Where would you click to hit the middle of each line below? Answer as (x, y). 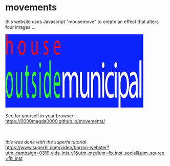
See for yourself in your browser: (40, 116)
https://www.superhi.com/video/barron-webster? (57, 147)
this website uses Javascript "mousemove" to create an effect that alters (82, 22)
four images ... (20, 27)
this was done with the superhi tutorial (46, 142)
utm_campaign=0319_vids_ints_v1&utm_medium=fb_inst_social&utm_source (85, 153)
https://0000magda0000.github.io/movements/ (55, 121)
